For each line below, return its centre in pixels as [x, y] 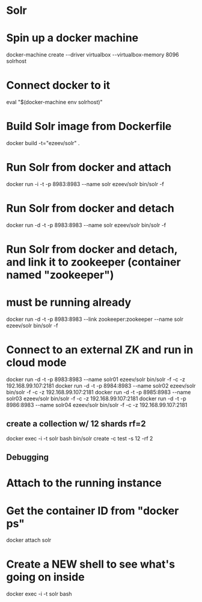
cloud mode [37, 363]
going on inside [46, 577]
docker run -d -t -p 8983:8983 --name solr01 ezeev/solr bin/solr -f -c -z [96, 379]
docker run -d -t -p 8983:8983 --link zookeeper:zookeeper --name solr [95, 319]
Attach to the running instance [84, 483]
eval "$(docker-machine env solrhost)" [55, 102]
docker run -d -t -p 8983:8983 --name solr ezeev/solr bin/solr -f [86, 225]
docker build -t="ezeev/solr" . [43, 143]
